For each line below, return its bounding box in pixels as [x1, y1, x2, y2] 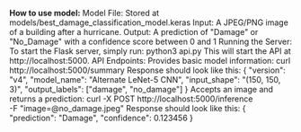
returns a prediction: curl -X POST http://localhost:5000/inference [9, 93, 253, 104]
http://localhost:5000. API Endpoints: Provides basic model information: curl [9, 56, 291, 66]
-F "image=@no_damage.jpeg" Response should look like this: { [9, 103, 246, 113]
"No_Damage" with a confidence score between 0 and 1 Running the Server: [9, 36, 293, 47]
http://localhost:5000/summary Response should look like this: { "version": [9, 65, 286, 75]
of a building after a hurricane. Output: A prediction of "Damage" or [9, 27, 259, 37]
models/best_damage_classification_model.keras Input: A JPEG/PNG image [9, 17, 289, 28]
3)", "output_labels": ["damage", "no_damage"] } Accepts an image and [9, 84, 274, 94]
